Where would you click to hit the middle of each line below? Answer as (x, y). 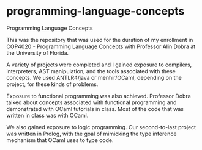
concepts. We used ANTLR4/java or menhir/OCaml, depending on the (94, 77)
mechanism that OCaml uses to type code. (60, 140)
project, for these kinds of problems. (52, 84)
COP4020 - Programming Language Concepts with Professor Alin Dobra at (101, 46)
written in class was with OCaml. (47, 115)
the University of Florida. (38, 52)
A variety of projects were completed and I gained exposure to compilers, (99, 65)
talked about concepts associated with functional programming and (92, 102)
